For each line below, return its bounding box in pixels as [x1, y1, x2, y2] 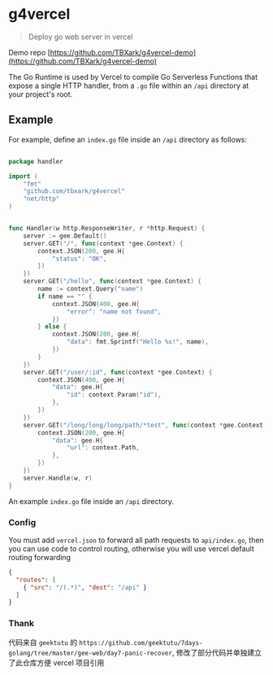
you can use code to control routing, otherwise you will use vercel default [8, 543, 254, 554]
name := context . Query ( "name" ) [37, 285, 144, 293]
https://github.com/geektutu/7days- [79, 638, 203, 647]
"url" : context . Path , [66, 444, 140, 452]
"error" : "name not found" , [66, 307, 162, 316]
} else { [37, 322, 67, 331]
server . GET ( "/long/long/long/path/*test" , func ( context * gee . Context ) [23, 421, 267, 429]
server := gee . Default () [23, 231, 107, 240]
